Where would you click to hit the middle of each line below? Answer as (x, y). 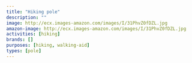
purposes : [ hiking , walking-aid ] (48, 46)
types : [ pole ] (24, 51)
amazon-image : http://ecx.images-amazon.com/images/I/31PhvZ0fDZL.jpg (96, 28)
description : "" (26, 17)
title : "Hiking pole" (33, 12)
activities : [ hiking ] (33, 34)
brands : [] (20, 40)
